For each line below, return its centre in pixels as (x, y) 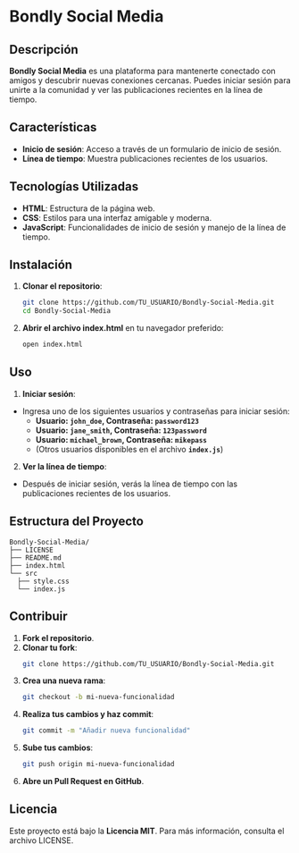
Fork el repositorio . (58, 638)
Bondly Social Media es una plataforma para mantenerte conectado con (143, 71)
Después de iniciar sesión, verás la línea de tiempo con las (130, 484)
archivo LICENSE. (42, 840)
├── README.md (36, 557)
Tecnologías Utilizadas (74, 186)
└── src (24, 573)
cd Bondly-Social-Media (66, 311)
